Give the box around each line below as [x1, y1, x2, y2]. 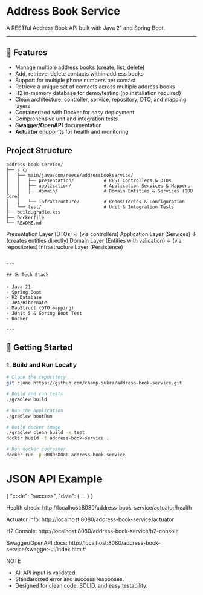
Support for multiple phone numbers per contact [14, 76, 136, 84]
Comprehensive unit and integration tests [14, 115, 118, 122]
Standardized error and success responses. [14, 575, 124, 582]
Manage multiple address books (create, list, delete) [14, 64, 145, 71]
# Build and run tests [6, 391, 63, 397]
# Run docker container [6, 446, 66, 452]
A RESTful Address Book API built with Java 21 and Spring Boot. [6, 24, 166, 31]
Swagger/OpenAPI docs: [6, 539, 68, 546]
